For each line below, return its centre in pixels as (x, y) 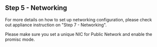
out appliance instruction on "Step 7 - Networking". (56, 25)
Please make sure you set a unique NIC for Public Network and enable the (78, 34)
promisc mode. (20, 39)
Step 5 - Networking (36, 8)
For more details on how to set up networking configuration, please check (78, 19)
